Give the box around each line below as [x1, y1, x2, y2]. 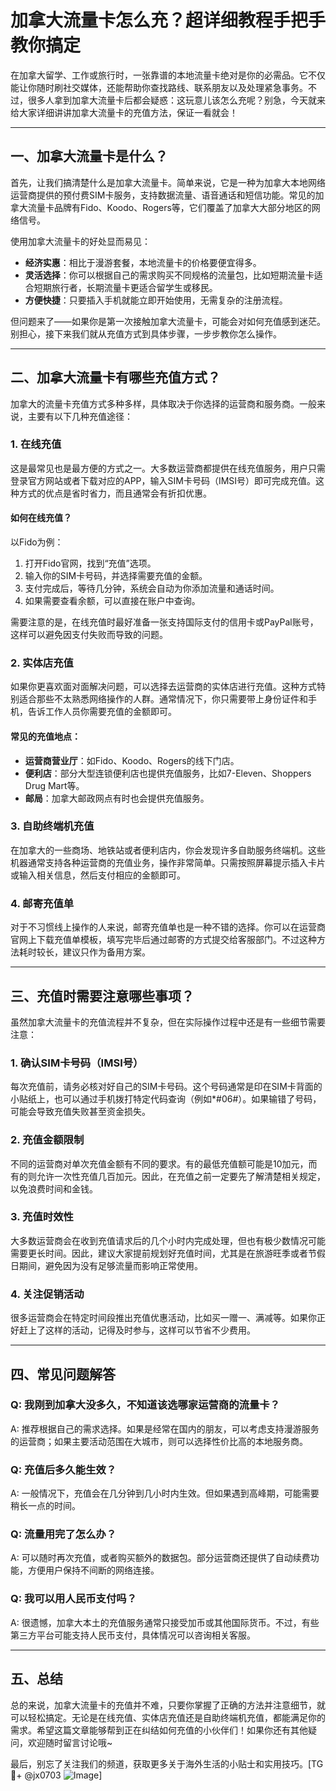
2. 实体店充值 [10, 656, 74, 670]
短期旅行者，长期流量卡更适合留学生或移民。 [33, 281, 218, 293]
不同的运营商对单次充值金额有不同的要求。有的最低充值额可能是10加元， [10, 1157, 309, 1170]
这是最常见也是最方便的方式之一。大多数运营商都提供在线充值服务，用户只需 [10, 462, 326, 474]
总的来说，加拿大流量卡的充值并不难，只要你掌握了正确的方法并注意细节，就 [10, 1699, 326, 1711]
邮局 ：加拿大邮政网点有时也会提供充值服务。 [24, 792, 210, 804]
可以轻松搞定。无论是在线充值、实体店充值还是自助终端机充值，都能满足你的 [10, 1711, 326, 1723]
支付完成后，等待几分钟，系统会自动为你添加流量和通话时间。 [24, 582, 280, 595]
